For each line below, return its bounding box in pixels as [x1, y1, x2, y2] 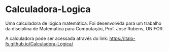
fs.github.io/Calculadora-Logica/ [5, 40, 74, 46]
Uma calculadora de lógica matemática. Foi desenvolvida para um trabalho [5, 20, 161, 26]
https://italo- [109, 35, 136, 41]
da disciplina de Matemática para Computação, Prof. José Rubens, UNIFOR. [5, 25, 164, 31]
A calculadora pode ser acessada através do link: [5, 35, 109, 41]
